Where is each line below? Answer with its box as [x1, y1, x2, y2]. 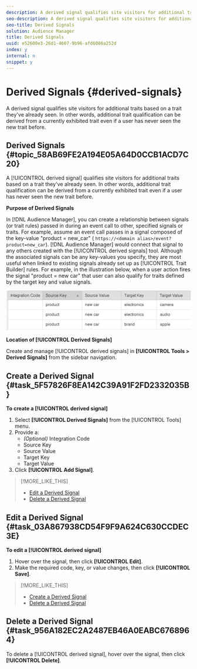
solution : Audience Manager [6, 28, 75, 34]
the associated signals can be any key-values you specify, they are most [6, 254, 182, 261]
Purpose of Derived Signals [6, 205, 74, 212]
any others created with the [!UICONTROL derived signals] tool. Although [6, 247, 183, 254]
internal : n [6, 53, 35, 59]
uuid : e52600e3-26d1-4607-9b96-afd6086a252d [6, 41, 117, 46]
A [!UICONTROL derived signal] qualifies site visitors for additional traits [6, 174, 180, 182]
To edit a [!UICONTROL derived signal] [6, 547, 101, 554]
